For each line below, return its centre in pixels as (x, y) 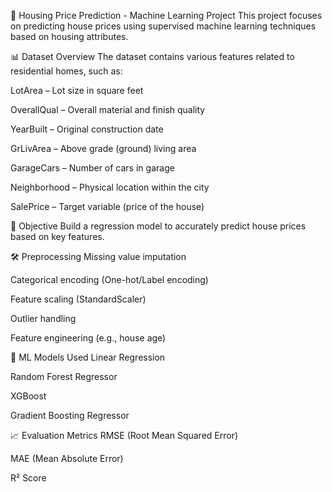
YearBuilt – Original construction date (87, 129)
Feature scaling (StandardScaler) (78, 299)
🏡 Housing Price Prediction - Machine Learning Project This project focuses (166, 15)
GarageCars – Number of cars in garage (92, 168)
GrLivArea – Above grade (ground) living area (103, 148)
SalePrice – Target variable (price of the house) (107, 206)
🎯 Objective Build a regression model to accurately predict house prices (158, 226)
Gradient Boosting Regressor (70, 415)
